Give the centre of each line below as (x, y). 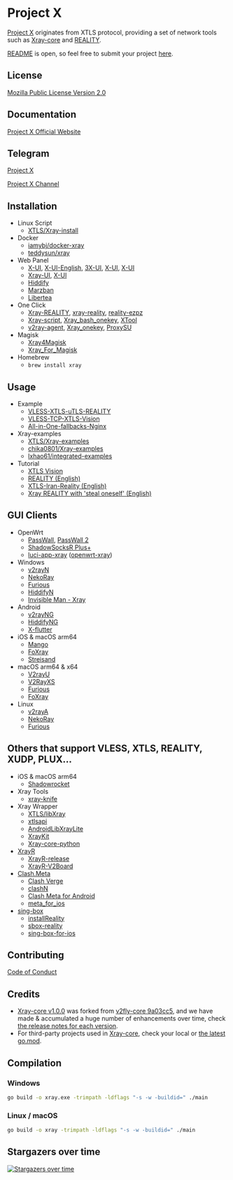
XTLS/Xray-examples (58, 441)
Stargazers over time (54, 1152)
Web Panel (33, 261)
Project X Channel (33, 184)
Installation (32, 206)
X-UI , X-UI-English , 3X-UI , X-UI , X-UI (81, 268)
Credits (24, 994)
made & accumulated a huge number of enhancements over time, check (121, 1018)
